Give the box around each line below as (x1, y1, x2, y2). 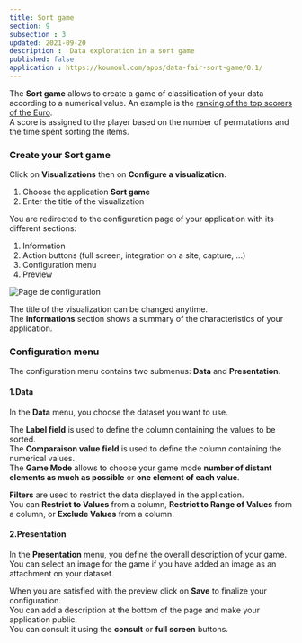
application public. (9, 613, 78, 625)
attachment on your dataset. (9, 567, 114, 578)
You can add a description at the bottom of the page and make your (9, 604, 261, 615)
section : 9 (9, 22, 50, 31)
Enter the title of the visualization (22, 196, 145, 207)
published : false (9, 55, 75, 64)
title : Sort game (9, 13, 75, 22)
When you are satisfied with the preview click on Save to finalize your (9, 585, 268, 596)
